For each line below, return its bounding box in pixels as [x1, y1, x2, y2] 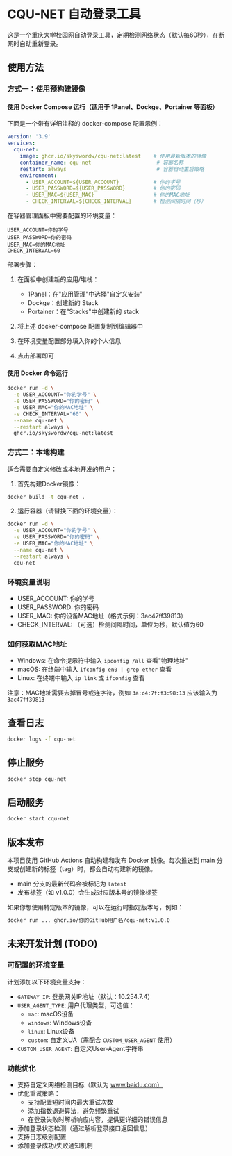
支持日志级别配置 [17, 1132, 67, 1141]
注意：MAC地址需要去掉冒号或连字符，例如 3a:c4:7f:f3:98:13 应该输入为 [7, 688, 217, 697]
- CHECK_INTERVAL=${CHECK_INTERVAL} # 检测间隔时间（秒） [25, 198, 206, 205]
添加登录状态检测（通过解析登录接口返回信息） [17, 1123, 151, 1132]
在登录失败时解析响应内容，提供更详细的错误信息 [27, 1115, 168, 1123]
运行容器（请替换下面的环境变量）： [17, 506, 118, 515]
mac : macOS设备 [27, 1009, 74, 1018]
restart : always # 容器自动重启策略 [19, 165, 205, 172]
